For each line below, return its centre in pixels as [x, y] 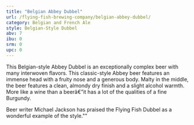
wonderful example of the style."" [47, 116]
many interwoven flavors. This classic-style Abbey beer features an [88, 73]
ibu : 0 [14, 39]
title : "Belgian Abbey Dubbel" [44, 11]
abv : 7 [14, 34]
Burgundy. [19, 98]
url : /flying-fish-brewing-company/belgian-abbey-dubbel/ [78, 17]
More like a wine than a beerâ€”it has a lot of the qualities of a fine [86, 91]
